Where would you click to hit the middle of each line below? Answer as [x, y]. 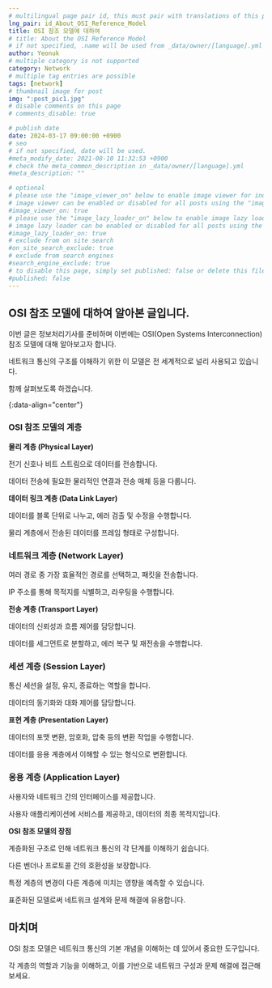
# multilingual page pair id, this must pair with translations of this [134, 16]
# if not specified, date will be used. [78, 151]
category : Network [39, 69]
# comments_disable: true [52, 114]
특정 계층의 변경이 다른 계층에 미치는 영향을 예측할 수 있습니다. [106, 882]
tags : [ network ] [36, 83]
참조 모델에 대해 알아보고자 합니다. [62, 344]
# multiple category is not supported [74, 61]
